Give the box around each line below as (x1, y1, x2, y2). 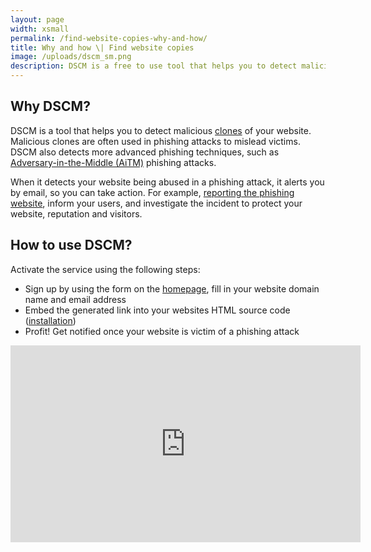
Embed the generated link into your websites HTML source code (24, 304, 291, 316)
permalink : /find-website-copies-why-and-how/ (10, 33, 208, 43)
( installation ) (24, 314, 77, 326)
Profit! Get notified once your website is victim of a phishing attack (24, 325, 300, 337)
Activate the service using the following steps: (10, 263, 201, 275)
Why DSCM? (10, 98, 91, 115)
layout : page (10, 14, 65, 25)
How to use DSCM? (10, 237, 133, 254)
